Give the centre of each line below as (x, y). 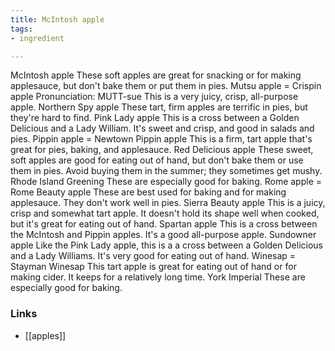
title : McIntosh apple (57, 19)
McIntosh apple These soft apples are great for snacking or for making (156, 75)
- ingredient (37, 38)
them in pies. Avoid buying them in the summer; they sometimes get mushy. (166, 171)
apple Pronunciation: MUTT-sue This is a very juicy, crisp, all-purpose (154, 97)
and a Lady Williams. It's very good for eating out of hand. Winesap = (153, 256)
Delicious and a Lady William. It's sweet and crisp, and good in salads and (162, 128)
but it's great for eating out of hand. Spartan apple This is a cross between (164, 224)
